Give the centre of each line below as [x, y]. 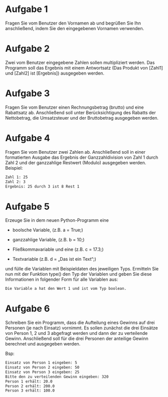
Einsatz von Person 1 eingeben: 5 [41, 363]
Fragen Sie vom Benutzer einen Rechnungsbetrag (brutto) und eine [74, 107]
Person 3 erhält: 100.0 [30, 391]
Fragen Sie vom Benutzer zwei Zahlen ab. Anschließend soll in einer [75, 152]
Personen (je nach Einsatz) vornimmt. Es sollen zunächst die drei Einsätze [81, 328]
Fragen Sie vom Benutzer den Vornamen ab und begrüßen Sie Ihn [73, 23]
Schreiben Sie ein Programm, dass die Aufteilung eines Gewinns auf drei [80, 323]
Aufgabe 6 [28, 309]
